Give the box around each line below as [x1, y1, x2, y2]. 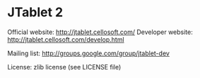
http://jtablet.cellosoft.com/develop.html [7, 35, 125, 43]
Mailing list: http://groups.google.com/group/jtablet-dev [7, 49, 170, 57]
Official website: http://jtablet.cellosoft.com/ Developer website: [7, 28, 193, 36]
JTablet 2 [7, 4, 64, 21]
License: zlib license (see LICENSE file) [7, 62, 122, 71]
